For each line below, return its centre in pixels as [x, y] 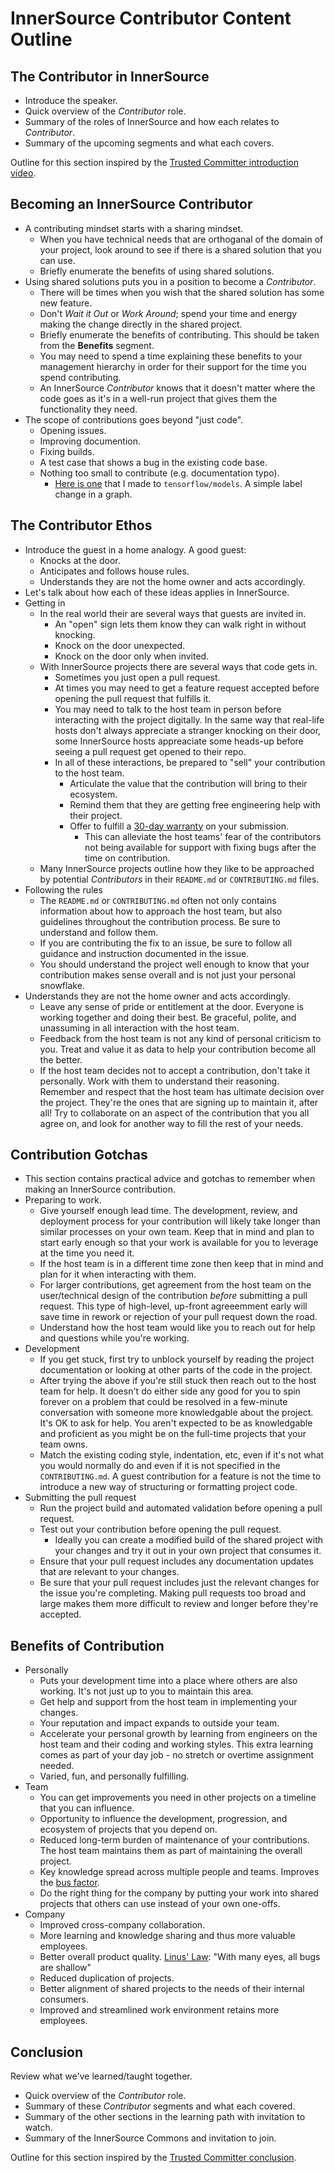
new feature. [66, 303]
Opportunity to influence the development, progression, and [163, 1819]
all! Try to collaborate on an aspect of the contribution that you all [174, 1113]
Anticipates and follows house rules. [114, 571]
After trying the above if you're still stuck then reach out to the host [178, 1381]
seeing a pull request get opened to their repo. [150, 751]
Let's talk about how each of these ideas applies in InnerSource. [157, 592]
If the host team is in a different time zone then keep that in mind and [181, 1264]
